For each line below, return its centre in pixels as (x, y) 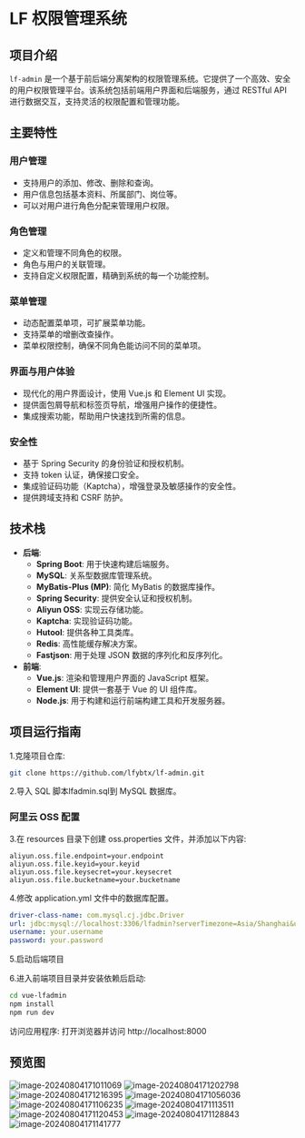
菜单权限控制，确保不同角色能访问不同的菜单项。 (114, 346)
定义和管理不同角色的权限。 (74, 252)
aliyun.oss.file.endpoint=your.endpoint (87, 856)
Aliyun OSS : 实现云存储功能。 (92, 609)
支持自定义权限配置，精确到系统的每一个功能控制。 (118, 275)
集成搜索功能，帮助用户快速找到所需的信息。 (106, 416)
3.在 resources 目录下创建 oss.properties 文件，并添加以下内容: (128, 838)
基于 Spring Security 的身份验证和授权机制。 (105, 463)
